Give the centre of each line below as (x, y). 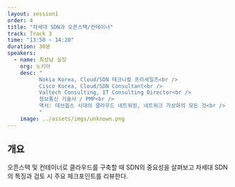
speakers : (22, 54)
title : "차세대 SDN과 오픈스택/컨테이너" (60, 27)
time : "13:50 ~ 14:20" (41, 40)
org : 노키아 (35, 66)
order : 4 (20, 20)
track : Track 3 (30, 34)
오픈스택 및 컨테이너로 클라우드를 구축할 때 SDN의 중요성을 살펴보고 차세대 (110, 167)
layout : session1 (33, 14)
